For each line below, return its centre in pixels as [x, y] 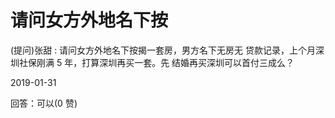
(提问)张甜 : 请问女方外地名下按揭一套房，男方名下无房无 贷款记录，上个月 [163, 50]
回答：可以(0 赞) [44, 103]
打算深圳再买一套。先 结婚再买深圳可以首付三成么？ [188, 62]
